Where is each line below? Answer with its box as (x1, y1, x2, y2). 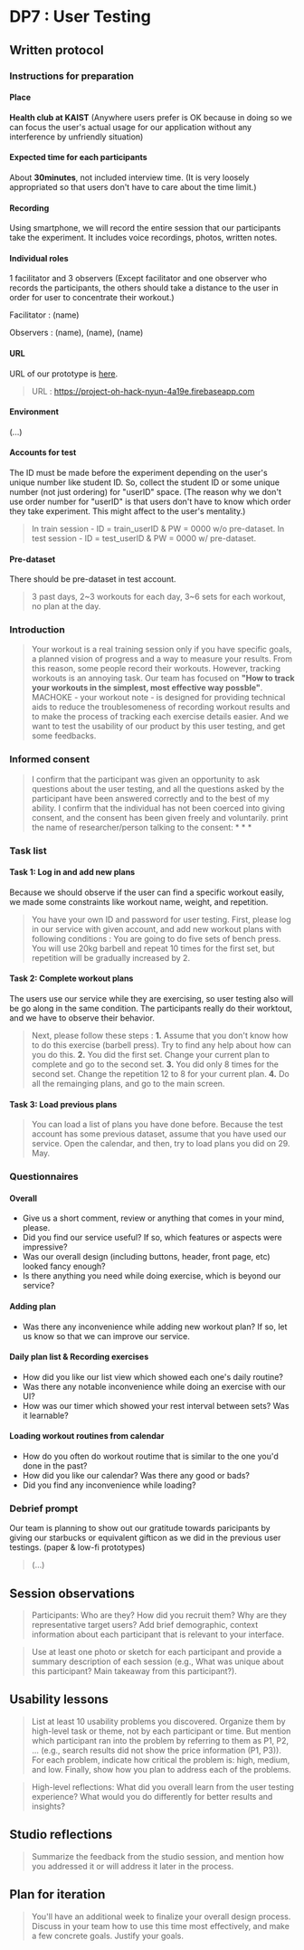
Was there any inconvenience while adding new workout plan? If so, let (22, 1321, 288, 1332)
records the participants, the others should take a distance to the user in (9, 282, 279, 293)
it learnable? (22, 1410, 70, 1421)
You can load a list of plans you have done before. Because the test (31, 1119, 283, 1130)
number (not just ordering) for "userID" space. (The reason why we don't (9, 486, 282, 497)
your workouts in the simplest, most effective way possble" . (31, 682, 263, 693)
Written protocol (9, 43, 104, 58)
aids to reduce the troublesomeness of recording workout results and (31, 701, 291, 712)
